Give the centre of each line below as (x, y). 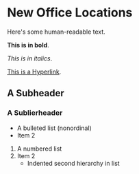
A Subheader (36, 93)
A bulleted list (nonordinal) (54, 128)
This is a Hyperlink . (34, 72)
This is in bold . (28, 45)
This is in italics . (30, 58)
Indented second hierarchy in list (73, 163)
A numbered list (39, 149)
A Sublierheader (35, 113)
